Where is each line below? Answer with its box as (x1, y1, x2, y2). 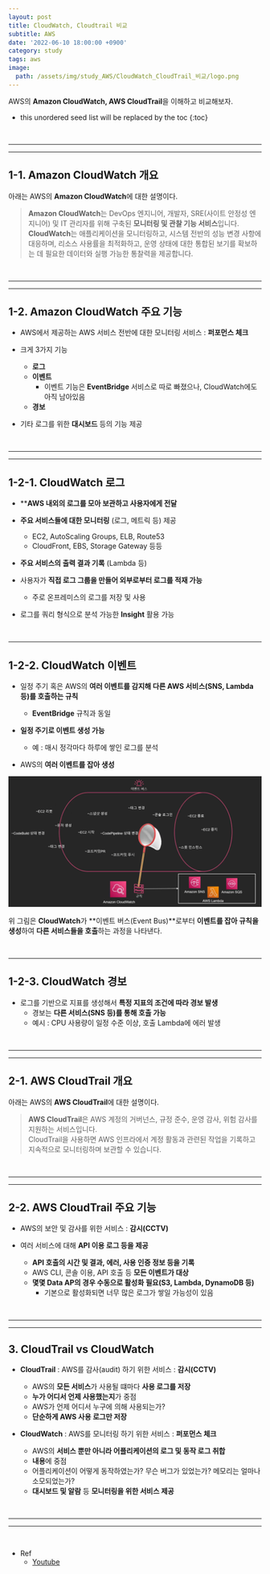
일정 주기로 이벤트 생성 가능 (19, 726, 105, 735)
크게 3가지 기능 (19, 345, 68, 355)
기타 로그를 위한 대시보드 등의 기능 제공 (19, 419, 143, 429)
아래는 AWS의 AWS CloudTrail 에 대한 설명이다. (8, 1097, 159, 1107)
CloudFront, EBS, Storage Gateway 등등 (31, 541, 163, 551)
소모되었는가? (31, 1476, 76, 1486)
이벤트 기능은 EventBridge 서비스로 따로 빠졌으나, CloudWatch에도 (43, 382, 258, 391)
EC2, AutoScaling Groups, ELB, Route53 (31, 531, 165, 542)
